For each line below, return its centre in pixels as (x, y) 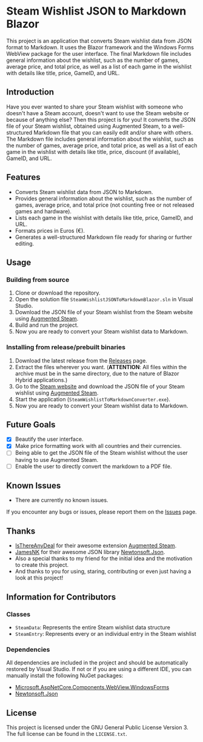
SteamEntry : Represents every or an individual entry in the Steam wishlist (106, 633)
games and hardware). (43, 211)
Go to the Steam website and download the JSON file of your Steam (100, 386)
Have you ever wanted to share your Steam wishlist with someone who (95, 107)
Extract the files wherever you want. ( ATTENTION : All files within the (101, 367)
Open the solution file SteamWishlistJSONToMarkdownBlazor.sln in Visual (104, 299)
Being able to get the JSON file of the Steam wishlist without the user (101, 453)
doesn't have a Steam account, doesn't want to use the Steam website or (98, 113)
